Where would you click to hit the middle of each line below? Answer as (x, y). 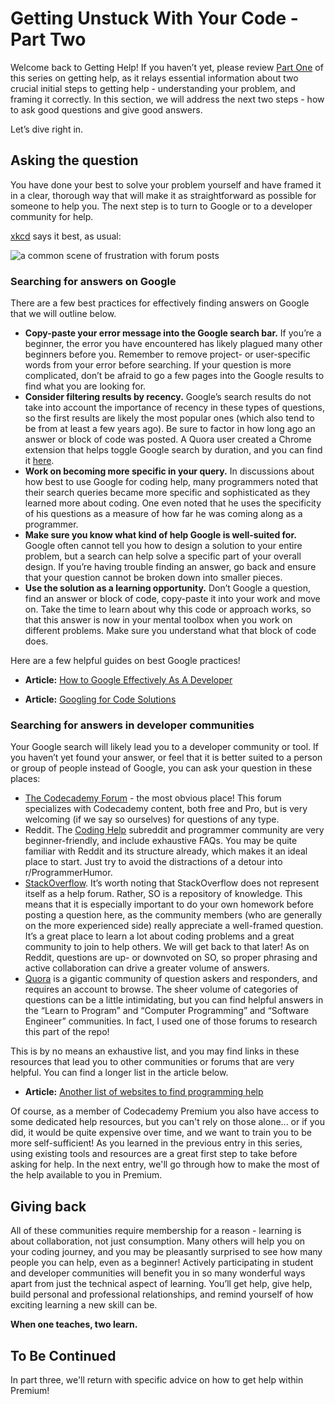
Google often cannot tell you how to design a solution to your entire (163, 546)
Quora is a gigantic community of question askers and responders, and (171, 979)
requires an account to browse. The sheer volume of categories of (161, 989)
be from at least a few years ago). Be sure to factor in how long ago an (170, 429)
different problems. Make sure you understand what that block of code (170, 631)
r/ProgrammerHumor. (68, 873)
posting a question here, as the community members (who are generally (173, 915)
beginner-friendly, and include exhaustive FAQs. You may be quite (161, 841)
